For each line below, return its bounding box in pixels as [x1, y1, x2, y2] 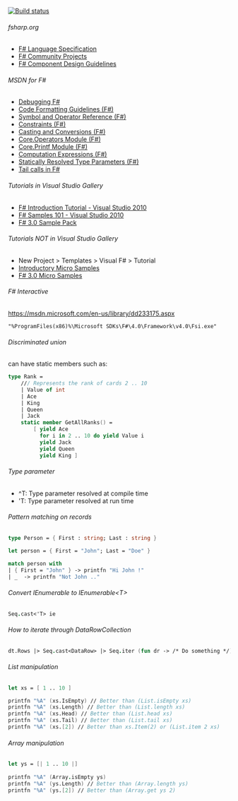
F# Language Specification [18, 44, 97, 53]
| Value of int [20, 386, 66, 393]
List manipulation [8, 663, 59, 671]
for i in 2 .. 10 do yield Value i [39, 433, 144, 440]
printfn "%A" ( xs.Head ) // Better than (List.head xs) [8, 710, 173, 718]
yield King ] [39, 452, 78, 459]
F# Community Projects [18, 52, 88, 61]
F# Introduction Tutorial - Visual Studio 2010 [18, 203, 147, 212]
